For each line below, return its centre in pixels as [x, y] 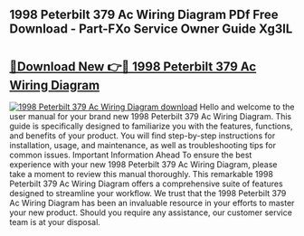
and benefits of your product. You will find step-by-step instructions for [142, 136]
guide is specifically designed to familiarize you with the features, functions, [151, 126]
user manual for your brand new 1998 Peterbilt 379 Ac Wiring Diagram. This [151, 116]
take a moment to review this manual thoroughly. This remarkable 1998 [142, 174]
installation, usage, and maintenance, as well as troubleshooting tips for [143, 145]
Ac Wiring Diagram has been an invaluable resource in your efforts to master [152, 203]
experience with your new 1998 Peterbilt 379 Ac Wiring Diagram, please [143, 165]
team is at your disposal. [55, 222]
